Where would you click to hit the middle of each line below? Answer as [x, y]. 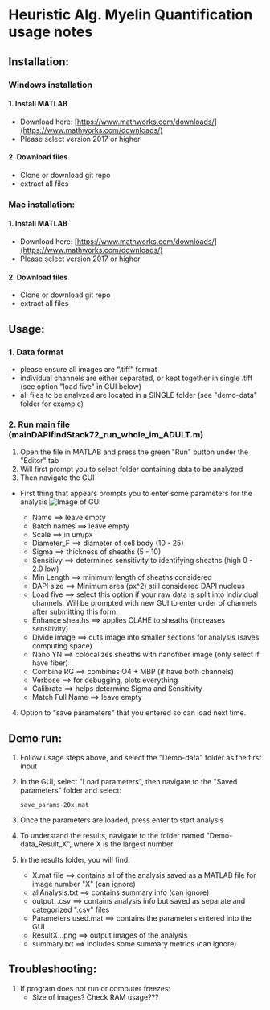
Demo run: [35, 738]
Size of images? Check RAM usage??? [95, 997]
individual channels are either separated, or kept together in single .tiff [136, 378]
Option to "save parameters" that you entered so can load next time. [133, 713]
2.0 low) [45, 569]
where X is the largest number [123, 844]
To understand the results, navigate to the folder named [112, 836]
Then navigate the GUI [57, 478]
